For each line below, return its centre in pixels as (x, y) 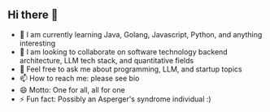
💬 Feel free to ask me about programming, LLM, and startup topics (131, 69)
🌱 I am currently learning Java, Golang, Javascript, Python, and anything (141, 34)
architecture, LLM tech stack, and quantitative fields (107, 60)
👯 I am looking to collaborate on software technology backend (124, 52)
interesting (37, 43)
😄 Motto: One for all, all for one (72, 89)
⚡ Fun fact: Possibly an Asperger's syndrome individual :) (115, 99)
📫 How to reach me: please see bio (79, 78)
